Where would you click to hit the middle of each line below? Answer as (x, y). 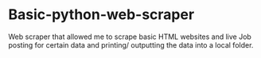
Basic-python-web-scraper (101, 15)
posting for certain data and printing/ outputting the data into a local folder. (131, 44)
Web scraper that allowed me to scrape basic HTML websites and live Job (130, 37)
